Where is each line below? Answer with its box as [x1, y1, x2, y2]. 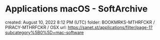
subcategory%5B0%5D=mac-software [5, 29, 84, 35]
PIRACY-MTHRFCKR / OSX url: [5, 24, 67, 30]
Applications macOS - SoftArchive [5, 3, 148, 14]
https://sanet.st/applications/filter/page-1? [68, 24, 153, 30]
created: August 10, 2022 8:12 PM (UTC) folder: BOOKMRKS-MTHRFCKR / [5, 19, 155, 25]
